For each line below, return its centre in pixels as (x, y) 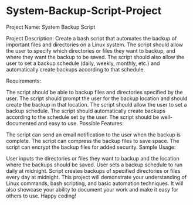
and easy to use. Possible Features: (81, 123)
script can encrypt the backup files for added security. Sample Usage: (91, 147)
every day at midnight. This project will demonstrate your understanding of (97, 177)
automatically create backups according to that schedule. (76, 69)
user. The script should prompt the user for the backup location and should (97, 98)
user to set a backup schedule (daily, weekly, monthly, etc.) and (83, 63)
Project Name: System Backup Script (51, 27)
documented (21, 123)
